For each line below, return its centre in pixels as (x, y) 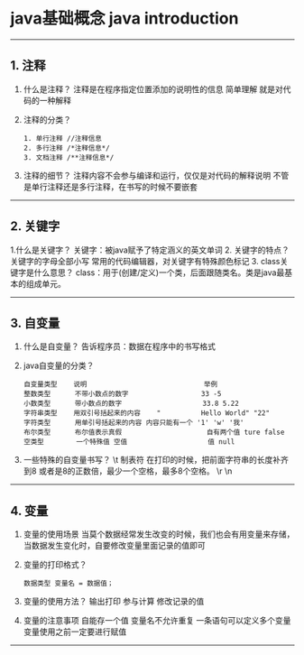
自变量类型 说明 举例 (120, 384)
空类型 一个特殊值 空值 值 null (129, 442)
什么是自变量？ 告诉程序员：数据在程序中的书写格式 (119, 346)
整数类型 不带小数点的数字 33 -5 (122, 394)
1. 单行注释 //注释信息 (62, 138)
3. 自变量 (35, 323)
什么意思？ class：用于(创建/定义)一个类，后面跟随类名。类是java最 (159, 272)
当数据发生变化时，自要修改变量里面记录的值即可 (114, 546)
